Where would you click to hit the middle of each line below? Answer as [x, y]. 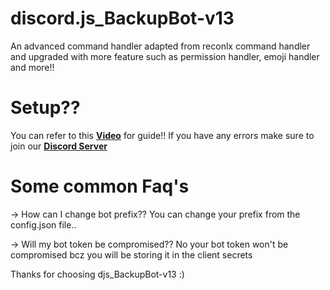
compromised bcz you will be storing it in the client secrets [131, 254]
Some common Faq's [100, 186]
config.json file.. [43, 224]
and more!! [32, 67]
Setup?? [45, 108]
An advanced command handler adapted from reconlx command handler [160, 46]
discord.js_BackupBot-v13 [122, 18]
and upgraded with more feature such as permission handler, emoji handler [165, 56]
